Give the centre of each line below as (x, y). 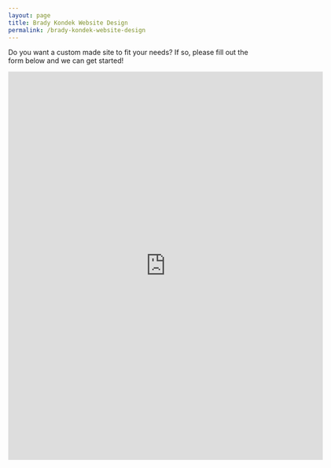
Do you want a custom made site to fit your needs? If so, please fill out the (129, 53)
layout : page (29, 15)
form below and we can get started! (66, 61)
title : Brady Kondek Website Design (68, 23)
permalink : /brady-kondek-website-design (77, 30)
